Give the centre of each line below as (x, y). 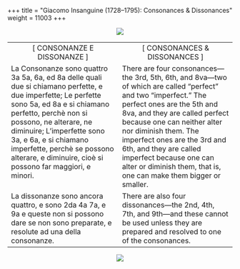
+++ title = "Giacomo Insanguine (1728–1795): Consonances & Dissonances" (120, 10)
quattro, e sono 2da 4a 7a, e (59, 205)
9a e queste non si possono (57, 214)
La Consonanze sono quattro (60, 68)
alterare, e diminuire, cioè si (57, 158)
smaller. (135, 184)
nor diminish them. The (160, 131)
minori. (22, 176)
